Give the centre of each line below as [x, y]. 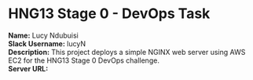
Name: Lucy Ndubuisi [43, 35]
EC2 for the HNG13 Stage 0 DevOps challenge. [84, 60]
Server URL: [28, 68]
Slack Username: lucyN [47, 43]
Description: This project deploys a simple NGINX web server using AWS [127, 52]
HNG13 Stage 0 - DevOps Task [109, 14]
